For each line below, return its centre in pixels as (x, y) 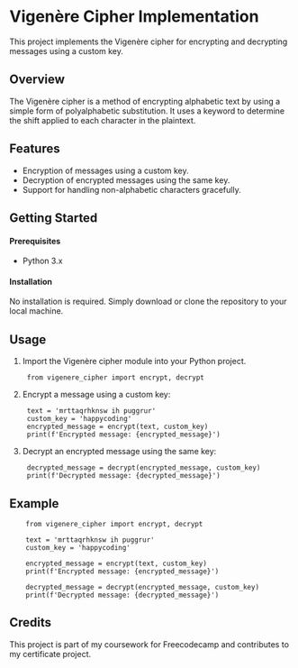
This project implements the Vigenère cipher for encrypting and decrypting (149, 41)
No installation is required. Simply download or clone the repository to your (148, 302)
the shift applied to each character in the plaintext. (103, 120)
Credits (31, 622)
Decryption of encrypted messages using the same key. (126, 180)
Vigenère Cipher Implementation (134, 17)
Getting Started (54, 218)
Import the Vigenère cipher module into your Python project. (134, 361)
